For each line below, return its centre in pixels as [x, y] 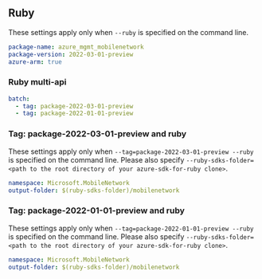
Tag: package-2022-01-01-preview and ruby [97, 210]
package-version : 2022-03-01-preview [71, 54]
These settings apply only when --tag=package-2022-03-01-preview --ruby [131, 151]
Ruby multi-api [37, 82]
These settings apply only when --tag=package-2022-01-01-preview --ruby [131, 228]
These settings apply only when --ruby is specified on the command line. [129, 32]
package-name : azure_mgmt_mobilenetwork [76, 47]
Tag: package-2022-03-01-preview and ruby [98, 134]
